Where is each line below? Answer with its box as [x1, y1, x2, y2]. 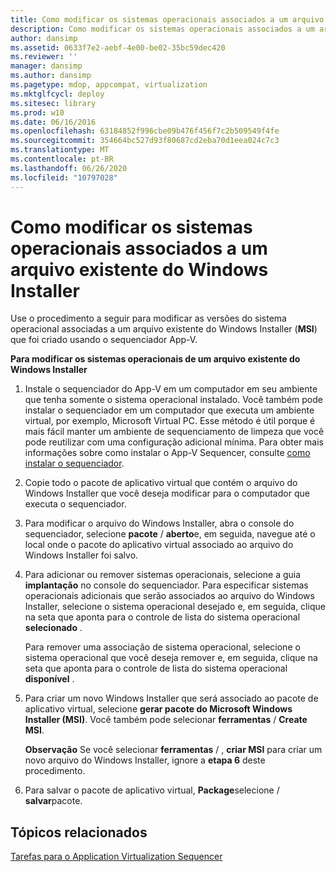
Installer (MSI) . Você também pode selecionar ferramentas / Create [24, 714, 308, 726]
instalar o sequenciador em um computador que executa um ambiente [24, 404, 315, 416]
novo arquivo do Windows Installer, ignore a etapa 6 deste [24, 754, 266, 766]
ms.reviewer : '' [10, 52, 78, 62]
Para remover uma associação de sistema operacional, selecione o [24, 641, 301, 653]
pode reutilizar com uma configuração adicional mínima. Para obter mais [24, 436, 324, 448]
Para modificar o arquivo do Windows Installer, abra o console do [24, 517, 295, 530]
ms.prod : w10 [10, 107, 65, 118]
